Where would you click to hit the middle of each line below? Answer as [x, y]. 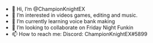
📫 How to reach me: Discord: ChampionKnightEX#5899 [79, 34]
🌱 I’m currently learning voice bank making [63, 21]
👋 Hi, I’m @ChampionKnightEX [48, 9]
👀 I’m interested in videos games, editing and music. [74, 15]
